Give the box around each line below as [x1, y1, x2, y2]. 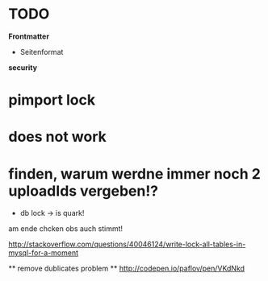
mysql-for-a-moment [8, 248, 79, 258]
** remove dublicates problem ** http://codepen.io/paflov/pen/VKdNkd [8, 263, 245, 274]
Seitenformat [19, 47, 64, 56]
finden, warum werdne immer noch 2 [8, 164, 261, 183]
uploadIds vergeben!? [8, 182, 159, 200]
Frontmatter [8, 31, 50, 41]
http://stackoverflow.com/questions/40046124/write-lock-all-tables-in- [8, 239, 246, 250]
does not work [8, 128, 107, 146]
